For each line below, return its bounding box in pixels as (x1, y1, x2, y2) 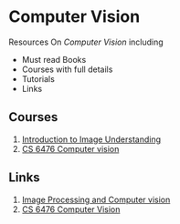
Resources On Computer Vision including (8, 36, 164, 47)
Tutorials (21, 73, 56, 84)
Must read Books (21, 54, 87, 65)
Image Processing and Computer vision (21, 194, 171, 205)
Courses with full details (21, 64, 113, 75)
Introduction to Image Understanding (21, 134, 162, 145)
